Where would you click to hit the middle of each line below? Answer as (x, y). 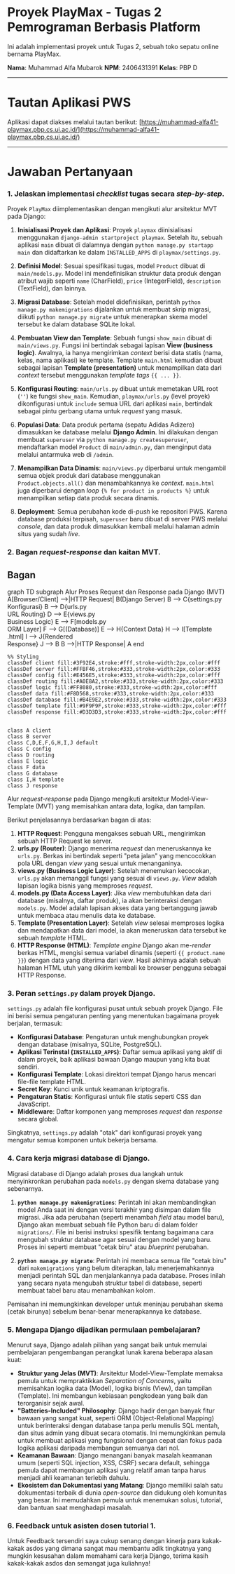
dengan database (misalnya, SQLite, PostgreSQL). (90, 1045)
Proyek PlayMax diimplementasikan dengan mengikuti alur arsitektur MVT (112, 209)
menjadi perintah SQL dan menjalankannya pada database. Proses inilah (121, 1275)
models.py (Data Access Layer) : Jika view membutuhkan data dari (114, 893)
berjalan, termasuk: (35, 1023)
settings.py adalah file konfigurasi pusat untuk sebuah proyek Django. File (115, 1008)
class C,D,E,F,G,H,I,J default (53, 743)
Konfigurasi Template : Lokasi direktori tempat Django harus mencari (117, 1074)
